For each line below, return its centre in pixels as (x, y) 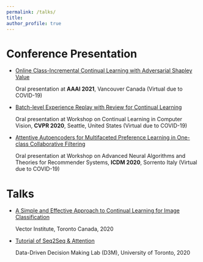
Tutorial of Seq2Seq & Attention (55, 241)
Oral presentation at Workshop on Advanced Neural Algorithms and (100, 156)
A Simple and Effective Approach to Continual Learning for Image (98, 211)
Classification (32, 217)
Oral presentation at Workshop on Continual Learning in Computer (98, 119)
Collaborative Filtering (57, 144)
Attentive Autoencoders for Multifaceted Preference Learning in (95, 138)
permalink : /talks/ (31, 12)
